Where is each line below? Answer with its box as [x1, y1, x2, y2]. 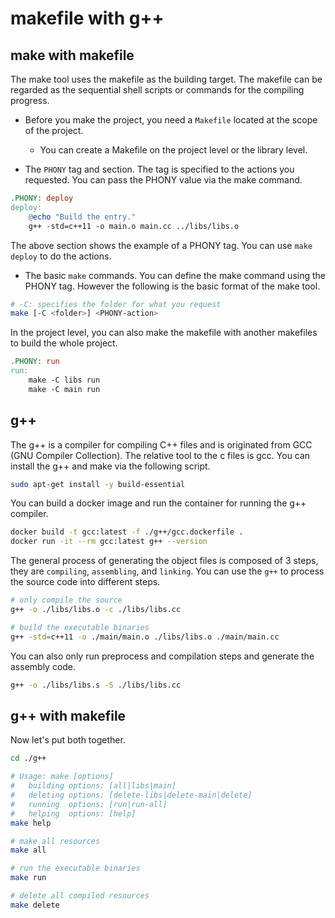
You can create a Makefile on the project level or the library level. [39, 144, 308, 156]
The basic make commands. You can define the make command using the [24, 269, 326, 281]
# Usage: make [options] [10, 772, 114, 782]
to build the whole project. [10, 337, 118, 349]
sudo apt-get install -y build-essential [10, 479, 186, 489]
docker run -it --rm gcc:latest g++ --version [10, 537, 208, 547]
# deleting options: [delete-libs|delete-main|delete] [10, 790, 253, 800]
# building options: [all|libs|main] [10, 781, 177, 791]
